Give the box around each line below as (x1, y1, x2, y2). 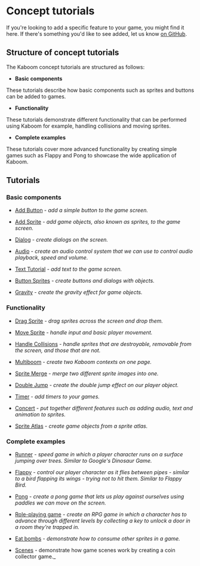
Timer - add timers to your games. (14, 392, 100, 400)
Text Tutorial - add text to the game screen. (14, 265, 122, 273)
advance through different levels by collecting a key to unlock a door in (14, 517, 191, 524)
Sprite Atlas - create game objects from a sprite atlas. (14, 422, 148, 429)
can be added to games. (6, 92, 66, 100)
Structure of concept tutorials (6, 48, 119, 58)
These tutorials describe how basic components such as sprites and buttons (6, 86, 195, 94)
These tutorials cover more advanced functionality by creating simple (6, 145, 177, 153)
